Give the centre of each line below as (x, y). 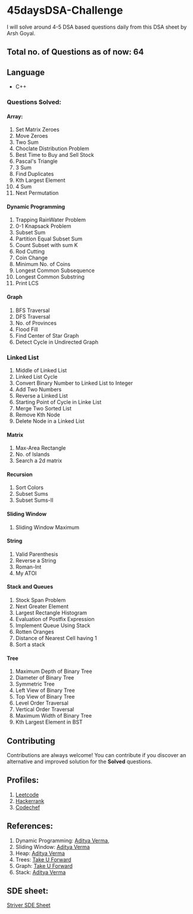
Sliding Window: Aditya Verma (52, 847)
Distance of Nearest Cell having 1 (56, 638)
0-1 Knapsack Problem (43, 226)
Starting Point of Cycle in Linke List (58, 402)
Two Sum (27, 142)
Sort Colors (29, 487)
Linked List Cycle (37, 376)
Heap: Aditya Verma (40, 853)
